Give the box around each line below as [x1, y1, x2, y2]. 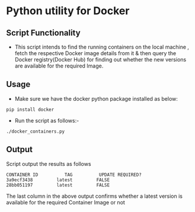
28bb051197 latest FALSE [6, 182, 110, 188]
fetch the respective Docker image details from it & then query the [14, 50, 177, 57]
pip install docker [6, 107, 55, 113]
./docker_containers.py [6, 129, 65, 134]
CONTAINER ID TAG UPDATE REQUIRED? [6, 172, 142, 178]
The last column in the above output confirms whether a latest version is [6, 192, 183, 200]
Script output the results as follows [6, 160, 91, 167]
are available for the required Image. [14, 62, 104, 69]
